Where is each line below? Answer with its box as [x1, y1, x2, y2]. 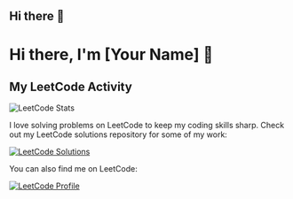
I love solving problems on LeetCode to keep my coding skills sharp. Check [9, 120, 285, 131]
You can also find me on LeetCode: [9, 164, 138, 174]
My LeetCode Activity [9, 79, 133, 94]
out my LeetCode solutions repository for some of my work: [9, 129, 228, 140]
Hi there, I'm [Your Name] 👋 [9, 44, 214, 65]
